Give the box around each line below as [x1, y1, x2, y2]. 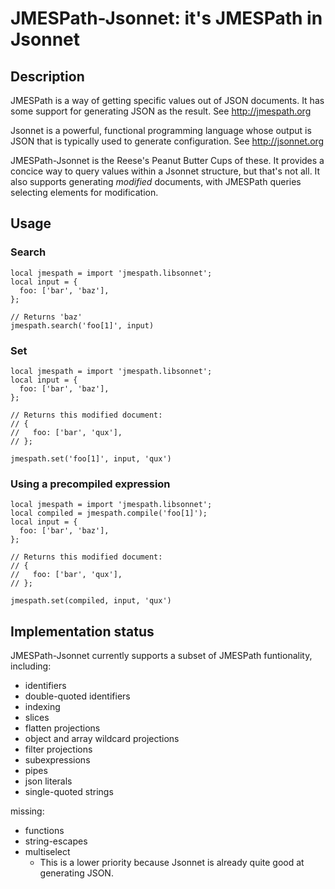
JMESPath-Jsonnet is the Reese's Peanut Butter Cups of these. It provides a [10, 155, 325, 166]
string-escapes [24, 835, 88, 847]
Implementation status [10, 623, 155, 640]
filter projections [24, 743, 93, 756]
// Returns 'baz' [10, 312, 83, 322]
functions [24, 825, 65, 837]
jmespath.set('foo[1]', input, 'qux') [10, 453, 172, 464]
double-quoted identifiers [24, 690, 131, 702]
